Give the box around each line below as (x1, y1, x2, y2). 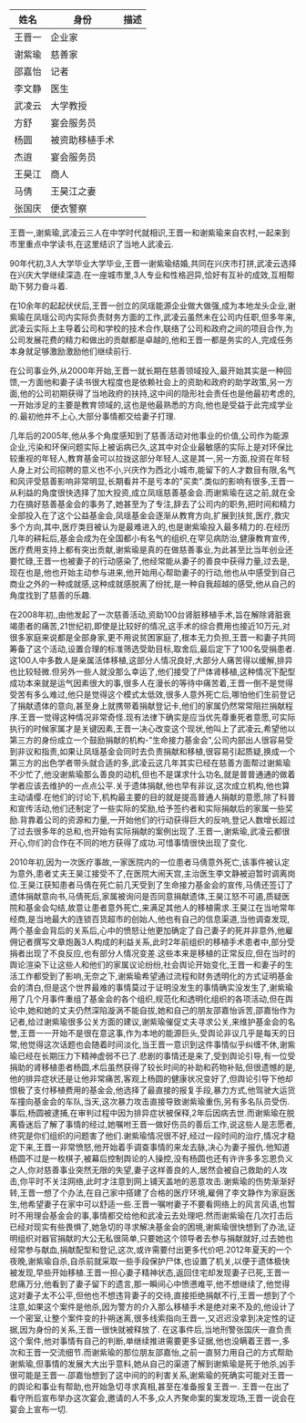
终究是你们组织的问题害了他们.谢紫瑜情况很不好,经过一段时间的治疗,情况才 (9, 1130, 289, 1141)
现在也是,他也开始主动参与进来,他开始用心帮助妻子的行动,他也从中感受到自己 (9, 567, 296, 577)
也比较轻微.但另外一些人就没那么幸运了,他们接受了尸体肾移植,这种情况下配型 (9, 666, 296, 677)
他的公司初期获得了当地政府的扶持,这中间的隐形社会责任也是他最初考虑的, (19, 388, 296, 399)
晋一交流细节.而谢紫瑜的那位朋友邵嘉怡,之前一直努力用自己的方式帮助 (33, 1347, 294, 1357)
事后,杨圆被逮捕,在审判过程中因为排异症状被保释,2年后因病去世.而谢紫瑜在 (9, 1107, 287, 1118)
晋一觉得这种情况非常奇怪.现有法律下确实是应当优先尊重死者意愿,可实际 (27, 711, 296, 722)
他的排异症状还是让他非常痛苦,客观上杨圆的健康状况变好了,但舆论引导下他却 (9, 1074, 294, 1084)
